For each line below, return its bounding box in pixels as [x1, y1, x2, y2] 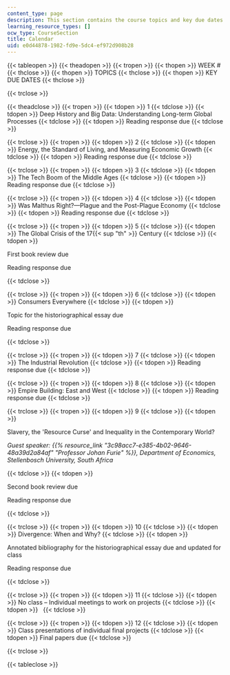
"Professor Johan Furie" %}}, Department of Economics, [54, 449, 216, 456]
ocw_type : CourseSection [7, 29, 79, 37]
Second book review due [7, 482, 78, 491]
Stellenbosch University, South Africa [7, 456, 114, 464]
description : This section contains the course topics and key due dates [7, 17, 224, 23]
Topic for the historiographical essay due [7, 311, 124, 319]
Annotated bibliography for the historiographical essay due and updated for [7, 543, 222, 551]
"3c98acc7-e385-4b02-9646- [104, 441, 191, 449]
